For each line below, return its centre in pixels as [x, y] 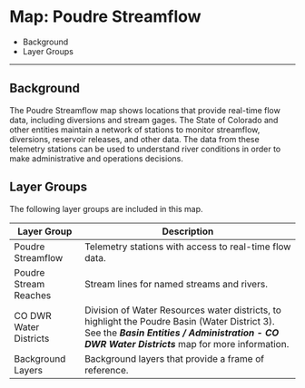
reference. [107, 370]
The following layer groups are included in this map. [106, 209]
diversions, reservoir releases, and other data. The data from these [135, 139]
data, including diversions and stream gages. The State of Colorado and [144, 120]
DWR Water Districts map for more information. [187, 344]
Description [188, 231]
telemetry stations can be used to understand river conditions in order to [145, 149]
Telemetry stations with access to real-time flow [188, 247]
